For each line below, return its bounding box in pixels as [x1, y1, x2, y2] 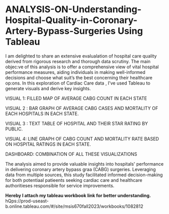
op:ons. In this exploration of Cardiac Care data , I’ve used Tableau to [5, 80, 151, 86]
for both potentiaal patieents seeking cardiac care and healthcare [5, 177, 143, 183]
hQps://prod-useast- [5, 198, 49, 204]
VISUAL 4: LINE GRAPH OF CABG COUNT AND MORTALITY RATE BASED [5, 136, 159, 142]
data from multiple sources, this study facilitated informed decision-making [5, 172, 163, 178]
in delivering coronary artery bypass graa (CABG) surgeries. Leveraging [5, 166, 156, 172]
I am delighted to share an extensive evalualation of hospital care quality [5, 52, 157, 59]
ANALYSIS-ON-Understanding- [5, 4, 142, 15]
